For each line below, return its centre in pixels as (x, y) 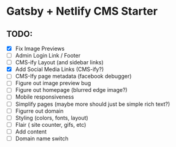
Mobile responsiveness (44, 97)
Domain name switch (42, 138)
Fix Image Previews (40, 48)
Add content (31, 131)
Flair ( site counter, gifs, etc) (51, 124)
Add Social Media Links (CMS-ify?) (59, 69)
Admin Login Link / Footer (48, 56)
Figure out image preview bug (53, 83)
